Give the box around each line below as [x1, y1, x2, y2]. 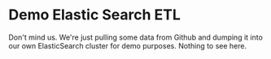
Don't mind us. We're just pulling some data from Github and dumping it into [8, 32, 263, 42]
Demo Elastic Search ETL [8, 6, 181, 24]
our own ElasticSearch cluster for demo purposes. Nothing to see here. [8, 40, 247, 50]
